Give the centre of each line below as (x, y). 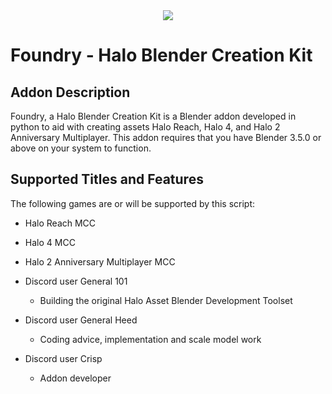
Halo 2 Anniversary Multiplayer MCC (100, 261)
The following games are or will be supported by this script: (133, 203)
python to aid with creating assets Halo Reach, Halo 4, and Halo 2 (145, 127)
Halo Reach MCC (60, 223)
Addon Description (70, 92)
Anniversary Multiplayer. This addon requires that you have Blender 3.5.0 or (166, 137)
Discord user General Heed (81, 320)
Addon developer (75, 378)
